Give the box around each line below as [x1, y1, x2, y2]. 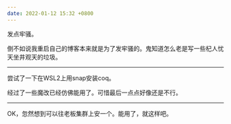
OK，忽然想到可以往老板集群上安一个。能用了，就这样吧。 [7, 109, 173, 117]
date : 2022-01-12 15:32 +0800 [7, 10, 94, 17]
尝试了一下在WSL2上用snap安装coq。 [7, 73, 115, 82]
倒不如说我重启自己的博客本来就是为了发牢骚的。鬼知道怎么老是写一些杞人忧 [7, 44, 224, 52]
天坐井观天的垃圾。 [7, 53, 62, 61]
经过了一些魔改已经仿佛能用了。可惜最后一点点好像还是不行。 [7, 88, 182, 97]
